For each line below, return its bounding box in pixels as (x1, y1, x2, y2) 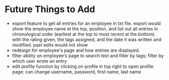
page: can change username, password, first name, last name (12, 68, 141, 74)
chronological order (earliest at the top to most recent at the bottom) (12, 31, 155, 37)
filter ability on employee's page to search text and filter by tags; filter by (12, 52, 164, 59)
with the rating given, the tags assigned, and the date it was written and (12, 36, 161, 43)
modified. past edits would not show (12, 42, 88, 48)
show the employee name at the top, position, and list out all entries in (12, 25, 158, 31)
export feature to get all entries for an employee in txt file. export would (12, 20, 161, 26)
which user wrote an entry (12, 58, 67, 64)
